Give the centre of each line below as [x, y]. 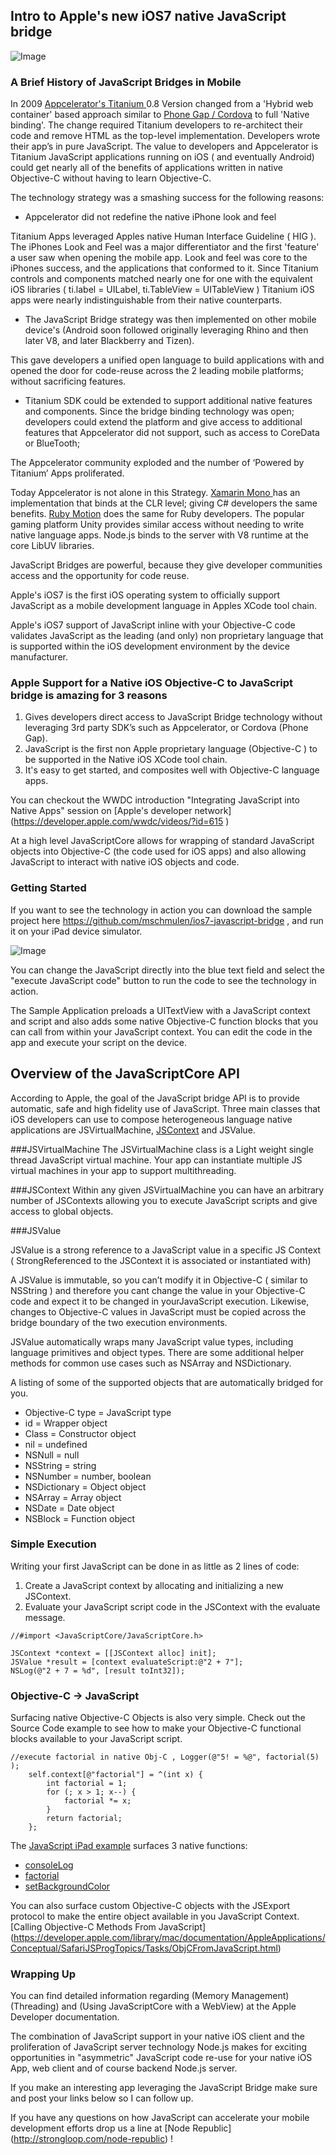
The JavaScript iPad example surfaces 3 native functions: [129, 1846]
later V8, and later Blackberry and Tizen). [109, 341]
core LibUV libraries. [52, 546]
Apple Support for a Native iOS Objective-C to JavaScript [152, 683]
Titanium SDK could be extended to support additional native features [168, 401]
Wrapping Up [43, 1974]
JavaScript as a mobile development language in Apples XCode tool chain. [164, 606]
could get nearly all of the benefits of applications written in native [146, 168]
